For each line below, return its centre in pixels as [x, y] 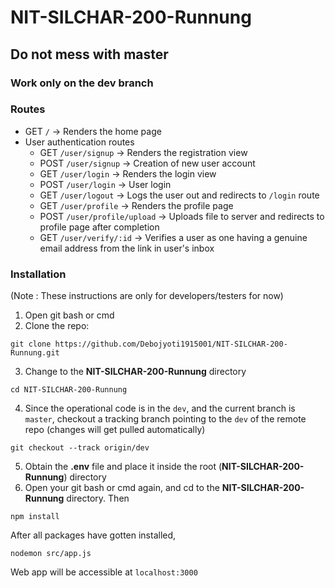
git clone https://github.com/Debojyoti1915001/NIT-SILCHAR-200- [149, 344]
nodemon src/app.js [51, 554]
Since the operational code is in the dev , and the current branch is [160, 408]
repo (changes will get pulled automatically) [115, 430]
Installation [38, 274]
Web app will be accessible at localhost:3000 [104, 572]
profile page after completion [99, 227]
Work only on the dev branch [82, 83]
